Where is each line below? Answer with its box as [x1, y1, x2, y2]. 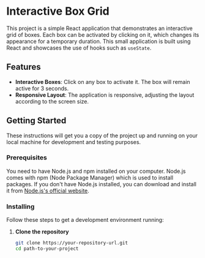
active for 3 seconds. [15, 85, 69, 92]
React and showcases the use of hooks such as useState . [6, 44, 152, 51]
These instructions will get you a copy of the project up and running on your [6, 132, 198, 139]
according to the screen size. [15, 97, 89, 105]
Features [6, 62, 41, 72]
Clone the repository [15, 228, 69, 235]
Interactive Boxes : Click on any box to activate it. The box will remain [15, 78, 191, 85]
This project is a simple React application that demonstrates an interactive [6, 25, 193, 32]
